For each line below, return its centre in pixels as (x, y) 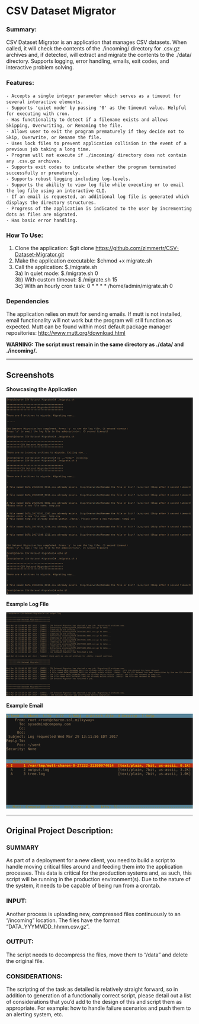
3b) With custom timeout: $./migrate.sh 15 (66, 280)
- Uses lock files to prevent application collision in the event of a (96, 143)
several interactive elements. (45, 102)
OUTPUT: (20, 942)
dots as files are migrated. (42, 215)
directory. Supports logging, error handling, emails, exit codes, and (88, 61)
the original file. (25, 961)
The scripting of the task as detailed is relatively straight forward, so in (92, 989)
